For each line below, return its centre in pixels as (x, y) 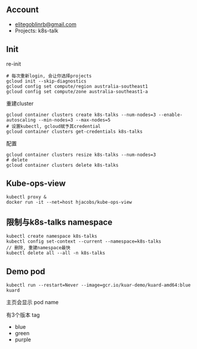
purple (23, 339)
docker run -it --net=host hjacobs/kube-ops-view (69, 203)
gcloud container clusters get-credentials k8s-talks (75, 131)
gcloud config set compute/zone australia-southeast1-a (77, 91)
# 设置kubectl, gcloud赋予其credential (53, 126)
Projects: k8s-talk (36, 30)
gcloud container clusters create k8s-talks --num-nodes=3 (81, 115)
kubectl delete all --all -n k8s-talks (56, 253)
